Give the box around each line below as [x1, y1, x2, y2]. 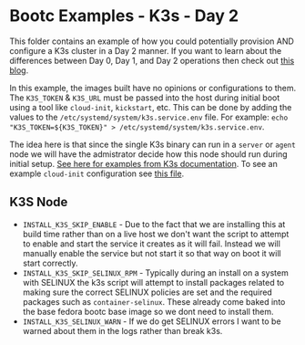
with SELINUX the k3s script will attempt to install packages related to [22, 277, 285, 287]
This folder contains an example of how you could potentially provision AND [9, 36, 294, 47]
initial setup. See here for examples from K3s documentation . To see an [9, 158, 278, 169]
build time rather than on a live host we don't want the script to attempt [22, 228, 290, 239]
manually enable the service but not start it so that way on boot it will [22, 247, 281, 258]
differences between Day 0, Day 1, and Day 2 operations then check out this [9, 55, 295, 66]
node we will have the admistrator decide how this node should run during [9, 148, 289, 160]
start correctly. [22, 257, 79, 268]
